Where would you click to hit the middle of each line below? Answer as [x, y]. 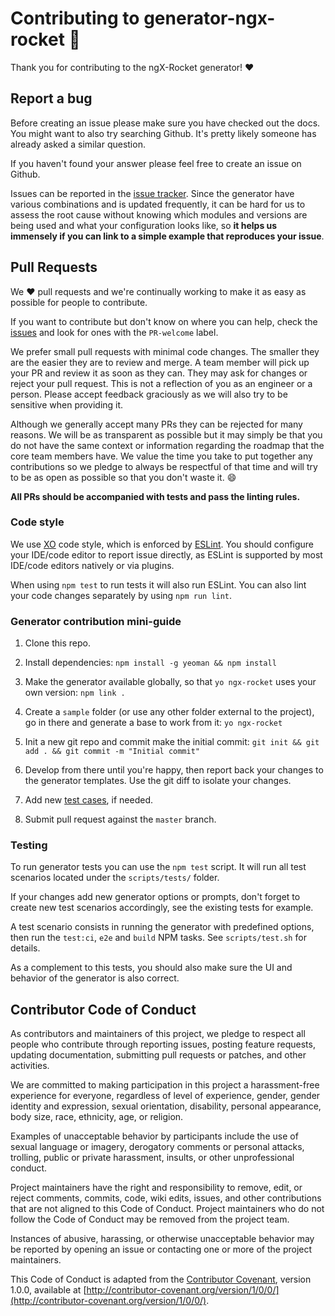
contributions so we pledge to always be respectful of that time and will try [164, 466]
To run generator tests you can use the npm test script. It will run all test [158, 867]
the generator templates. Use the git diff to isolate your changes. [158, 781]
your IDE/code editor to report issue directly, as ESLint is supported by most [166, 554]
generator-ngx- [209, 18]
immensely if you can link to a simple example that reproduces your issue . [167, 236]
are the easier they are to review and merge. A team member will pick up [160, 362]
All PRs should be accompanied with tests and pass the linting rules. [155, 496]
